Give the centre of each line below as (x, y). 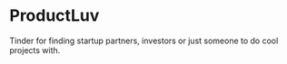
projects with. (35, 50)
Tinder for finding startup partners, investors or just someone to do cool (144, 41)
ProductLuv (54, 16)
